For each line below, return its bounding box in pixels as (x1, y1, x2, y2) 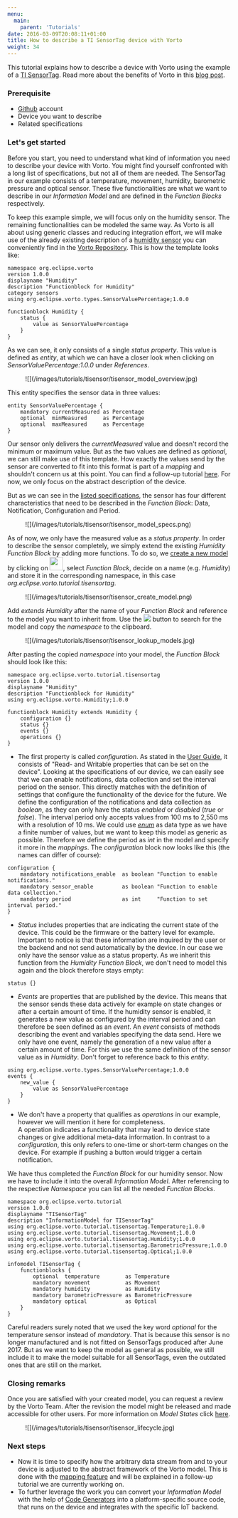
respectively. (7, 199, 45, 207)
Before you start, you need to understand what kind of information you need (7, 154, 230, 162)
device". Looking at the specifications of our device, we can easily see (17, 767, 225, 776)
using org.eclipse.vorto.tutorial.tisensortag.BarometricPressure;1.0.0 (7, 1242, 227, 1249)
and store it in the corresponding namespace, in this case (7, 571, 176, 580)
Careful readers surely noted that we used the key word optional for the (7, 1322, 217, 1331)
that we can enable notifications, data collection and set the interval (17, 775, 217, 783)
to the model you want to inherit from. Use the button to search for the (7, 614, 222, 623)
